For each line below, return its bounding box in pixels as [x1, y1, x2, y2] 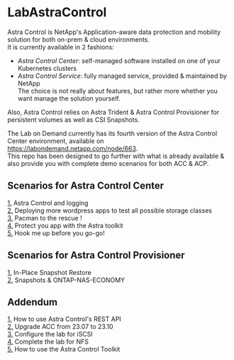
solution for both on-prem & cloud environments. [7, 35, 150, 43]
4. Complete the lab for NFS [7, 337, 89, 346]
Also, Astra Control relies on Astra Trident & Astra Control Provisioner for [7, 108, 220, 116]
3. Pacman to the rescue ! [7, 213, 83, 222]
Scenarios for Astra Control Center [7, 180, 165, 192]
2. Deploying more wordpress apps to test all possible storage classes [7, 206, 213, 215]
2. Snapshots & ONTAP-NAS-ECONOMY [7, 276, 126, 284]
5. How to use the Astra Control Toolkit [7, 345, 121, 354]
